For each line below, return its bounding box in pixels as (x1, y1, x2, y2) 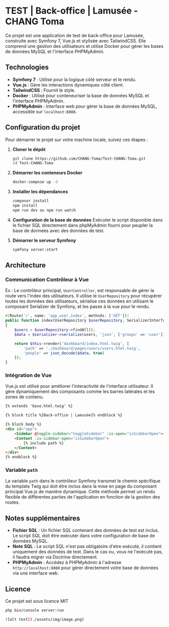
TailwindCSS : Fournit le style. (12, 87, 75, 93)
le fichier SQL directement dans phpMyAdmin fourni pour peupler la (12, 222, 153, 228)
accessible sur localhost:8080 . (12, 108, 77, 114)
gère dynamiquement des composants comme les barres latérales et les (5, 388, 155, 395)
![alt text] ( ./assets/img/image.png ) (5, 617, 84, 622)
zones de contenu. (5, 394, 44, 400)
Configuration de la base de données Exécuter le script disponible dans (12, 217, 163, 223)
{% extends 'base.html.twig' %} (5, 403, 73, 409)
